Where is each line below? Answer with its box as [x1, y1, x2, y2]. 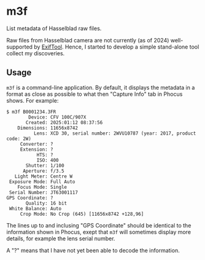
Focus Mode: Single [17, 184, 68, 190]
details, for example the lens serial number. [6, 235, 115, 242]
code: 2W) [6, 135, 32, 142]
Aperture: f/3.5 [22, 168, 64, 174]
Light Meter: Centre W [14, 173, 72, 179]
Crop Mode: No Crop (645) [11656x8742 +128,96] [20, 211, 144, 217]
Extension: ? [20, 146, 53, 152]
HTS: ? [36, 152, 53, 158]
